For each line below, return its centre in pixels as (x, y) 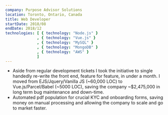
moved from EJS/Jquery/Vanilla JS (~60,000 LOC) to (67, 81)
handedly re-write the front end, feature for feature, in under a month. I (86, 76)
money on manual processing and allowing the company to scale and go (88, 103)
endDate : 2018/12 (23, 29)
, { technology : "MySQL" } (65, 43)
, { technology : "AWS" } (63, 52)
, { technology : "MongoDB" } (68, 47)
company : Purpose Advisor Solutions (44, 10)
